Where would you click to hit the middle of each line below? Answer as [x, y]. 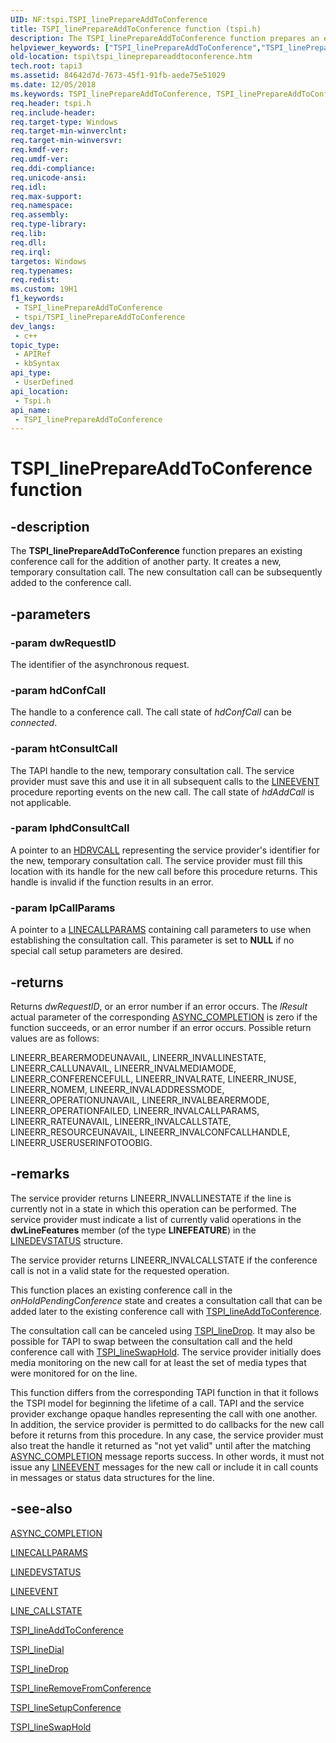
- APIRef [33, 354]
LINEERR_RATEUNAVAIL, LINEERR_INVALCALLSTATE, [121, 1121]
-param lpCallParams [63, 908]
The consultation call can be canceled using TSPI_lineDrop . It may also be [163, 1330]
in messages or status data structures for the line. [112, 1477]
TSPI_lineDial [37, 1649]
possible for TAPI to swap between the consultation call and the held [151, 1341]
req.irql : [31, 252]
